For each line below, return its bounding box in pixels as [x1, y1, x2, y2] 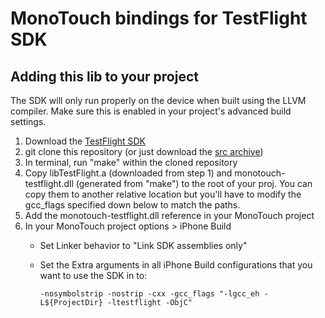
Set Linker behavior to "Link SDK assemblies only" [39, 240, 248, 251]
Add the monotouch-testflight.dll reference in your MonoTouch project [24, 210, 315, 221]
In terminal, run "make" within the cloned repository [24, 157, 238, 168]
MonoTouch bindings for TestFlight [10, 7, 308, 30]
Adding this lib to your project [10, 68, 199, 85]
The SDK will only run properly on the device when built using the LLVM [10, 95, 307, 106]
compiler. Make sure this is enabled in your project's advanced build [10, 105, 292, 117]
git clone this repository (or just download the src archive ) [24, 146, 264, 157]
